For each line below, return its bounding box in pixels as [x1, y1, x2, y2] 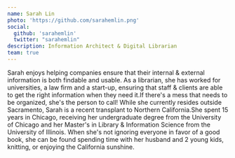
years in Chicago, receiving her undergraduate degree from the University [7, 113, 222, 121]
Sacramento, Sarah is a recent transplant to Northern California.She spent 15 [7, 106, 229, 114]
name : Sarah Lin [7, 10, 55, 17]
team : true [7, 50, 39, 57]
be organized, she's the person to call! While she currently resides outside [7, 98, 222, 106]
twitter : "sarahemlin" [13, 36, 80, 43]
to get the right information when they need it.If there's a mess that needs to [7, 90, 228, 99]
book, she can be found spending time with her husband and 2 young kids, [7, 135, 224, 143]
